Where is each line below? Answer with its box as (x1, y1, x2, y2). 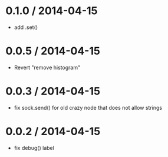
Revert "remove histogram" (14, 64, 81, 71)
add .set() (14, 24, 38, 31)
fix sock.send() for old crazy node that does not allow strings (14, 104, 163, 111)
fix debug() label (14, 144, 54, 151)
